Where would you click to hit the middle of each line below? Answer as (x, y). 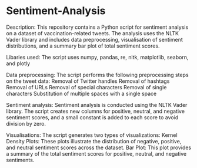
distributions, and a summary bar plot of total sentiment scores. (83, 46)
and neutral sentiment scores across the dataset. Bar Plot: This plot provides (99, 147)
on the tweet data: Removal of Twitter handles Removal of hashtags (88, 81)
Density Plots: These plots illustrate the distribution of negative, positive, (94, 141)
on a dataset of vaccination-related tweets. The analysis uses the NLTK (93, 33)
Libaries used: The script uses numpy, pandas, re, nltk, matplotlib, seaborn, (97, 57)
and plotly (18, 63)
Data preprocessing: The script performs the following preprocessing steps (98, 75)
